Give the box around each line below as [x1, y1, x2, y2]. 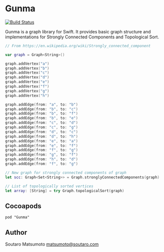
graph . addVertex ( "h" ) [5, 93, 50, 98]
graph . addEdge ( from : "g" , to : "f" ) [5, 152, 78, 157]
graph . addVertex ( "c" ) [5, 70, 50, 75]
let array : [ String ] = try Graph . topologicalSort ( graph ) [5, 188, 125, 193]
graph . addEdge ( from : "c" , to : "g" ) [5, 125, 78, 130]
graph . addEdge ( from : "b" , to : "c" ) [5, 107, 78, 112]
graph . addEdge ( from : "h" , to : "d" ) [5, 157, 78, 162]
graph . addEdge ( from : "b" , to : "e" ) [5, 116, 78, 121]
